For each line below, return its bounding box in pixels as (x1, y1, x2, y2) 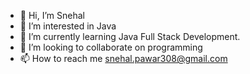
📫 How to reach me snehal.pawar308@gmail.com (19, 53, 228, 64)
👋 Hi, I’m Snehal (19, 10, 85, 21)
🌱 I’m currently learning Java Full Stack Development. (19, 31, 241, 42)
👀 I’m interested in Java (19, 20, 117, 32)
